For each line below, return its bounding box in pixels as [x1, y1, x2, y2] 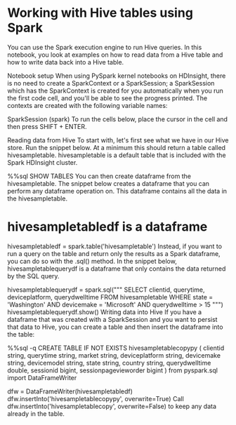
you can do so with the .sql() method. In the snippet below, [7, 257, 177, 265]
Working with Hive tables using [7, 5, 193, 21]
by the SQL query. [7, 271, 60, 280]
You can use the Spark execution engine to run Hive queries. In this [7, 43, 202, 51]
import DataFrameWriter [7, 373, 77, 382]
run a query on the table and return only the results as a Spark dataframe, [7, 249, 221, 257]
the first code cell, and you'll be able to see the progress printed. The [7, 93, 208, 102]
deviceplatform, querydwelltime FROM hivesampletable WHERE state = [7, 292, 214, 301]
